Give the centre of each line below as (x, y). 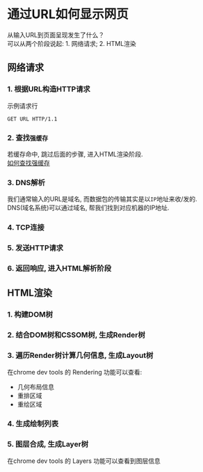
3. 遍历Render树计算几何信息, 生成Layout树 (80, 356)
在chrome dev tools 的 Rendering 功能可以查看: (75, 372)
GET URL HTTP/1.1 (32, 119)
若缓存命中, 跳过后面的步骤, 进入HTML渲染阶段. (75, 154)
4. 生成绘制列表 (33, 424)
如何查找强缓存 (29, 163)
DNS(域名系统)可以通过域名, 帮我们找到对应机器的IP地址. (88, 208)
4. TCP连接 (26, 228)
